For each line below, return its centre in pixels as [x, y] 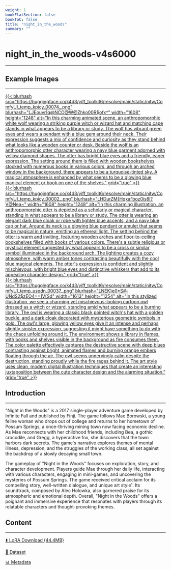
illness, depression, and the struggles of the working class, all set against [82, 448]
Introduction [25, 393]
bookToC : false [21, 19]
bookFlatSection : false [31, 15]
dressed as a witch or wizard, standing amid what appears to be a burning [83, 307]
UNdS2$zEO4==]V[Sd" [30, 296]
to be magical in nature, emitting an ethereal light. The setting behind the [81, 231]
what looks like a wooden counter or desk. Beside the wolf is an [72, 145]
